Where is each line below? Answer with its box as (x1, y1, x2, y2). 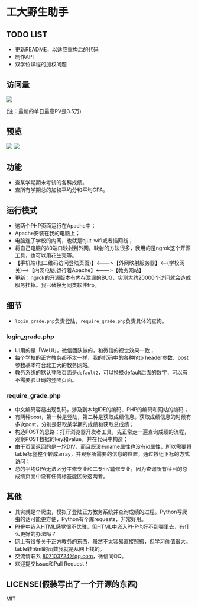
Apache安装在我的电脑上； (14, 229, 81, 237)
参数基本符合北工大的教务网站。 (14, 362, 93, 369)
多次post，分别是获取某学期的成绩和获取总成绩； (14, 420, 135, 427)
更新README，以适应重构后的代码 (14, 46, 99, 53)
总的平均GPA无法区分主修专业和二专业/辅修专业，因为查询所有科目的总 (14, 465, 188, 472)
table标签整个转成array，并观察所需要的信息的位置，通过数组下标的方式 (14, 450, 190, 457)
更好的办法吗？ (20, 531, 57, 538)
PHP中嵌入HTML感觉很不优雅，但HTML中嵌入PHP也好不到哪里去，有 (14, 523, 185, 531)
